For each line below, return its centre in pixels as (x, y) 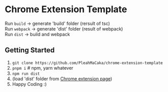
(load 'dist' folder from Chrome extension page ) (62, 79)
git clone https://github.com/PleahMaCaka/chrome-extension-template (88, 63)
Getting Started (30, 50)
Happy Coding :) (29, 84)
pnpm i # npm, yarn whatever (43, 68)
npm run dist (26, 74)
